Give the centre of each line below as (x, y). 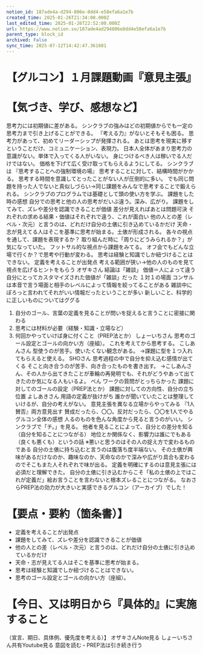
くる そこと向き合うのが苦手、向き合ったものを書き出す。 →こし (95, 366)
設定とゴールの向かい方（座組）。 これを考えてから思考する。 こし (108, 343)
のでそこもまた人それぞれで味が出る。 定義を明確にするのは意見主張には (106, 464)
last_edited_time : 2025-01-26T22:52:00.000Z (63, 23)
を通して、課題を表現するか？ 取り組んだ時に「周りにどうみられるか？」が (99, 239)
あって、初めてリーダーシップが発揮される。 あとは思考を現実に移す (107, 141)
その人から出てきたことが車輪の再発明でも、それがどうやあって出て (110, 373)
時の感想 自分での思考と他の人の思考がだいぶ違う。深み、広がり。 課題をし (100, 201)
